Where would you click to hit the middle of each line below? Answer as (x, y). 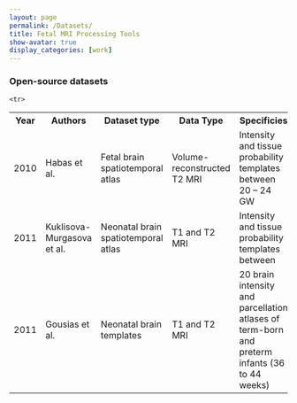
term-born (262, 330)
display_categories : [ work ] (61, 50)
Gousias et (68, 324)
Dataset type (132, 120)
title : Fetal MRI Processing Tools (75, 34)
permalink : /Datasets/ (51, 26)
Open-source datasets (59, 81)
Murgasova (69, 238)
